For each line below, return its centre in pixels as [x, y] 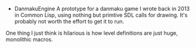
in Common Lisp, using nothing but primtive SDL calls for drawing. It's [101, 15]
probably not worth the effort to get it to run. [69, 21]
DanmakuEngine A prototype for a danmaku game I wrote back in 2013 [102, 9]
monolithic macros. [29, 39]
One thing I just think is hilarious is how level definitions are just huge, [92, 33]
